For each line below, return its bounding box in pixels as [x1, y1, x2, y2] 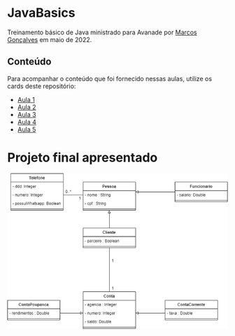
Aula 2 [17, 103, 36, 111]
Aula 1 [17, 95, 35, 104]
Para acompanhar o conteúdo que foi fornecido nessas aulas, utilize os [7, 74, 212, 83]
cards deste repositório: [7, 82, 76, 90]
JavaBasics [7, 5, 76, 21]
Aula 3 [17, 110, 36, 118]
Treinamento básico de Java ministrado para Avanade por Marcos [7, 28, 197, 36]
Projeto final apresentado [7, 149, 158, 165]
